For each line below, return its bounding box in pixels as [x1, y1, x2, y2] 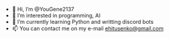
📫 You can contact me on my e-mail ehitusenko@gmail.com [12, 25, 164, 32]
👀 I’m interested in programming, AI [12, 12, 101, 19]
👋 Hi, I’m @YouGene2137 [12, 6, 75, 12]
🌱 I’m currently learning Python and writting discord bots [12, 18, 154, 25]
